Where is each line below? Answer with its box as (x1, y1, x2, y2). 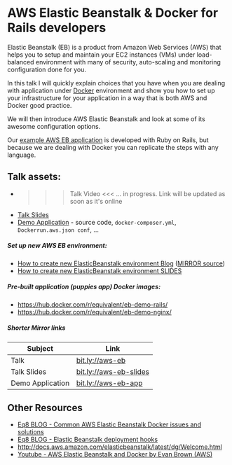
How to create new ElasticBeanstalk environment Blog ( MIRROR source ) (17, 259, 226, 268)
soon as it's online (69, 197, 123, 205)
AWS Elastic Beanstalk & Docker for (7, 5, 219, 21)
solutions (17, 428, 44, 436)
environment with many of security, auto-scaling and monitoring (35, 57, 221, 66)
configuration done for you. (7, 65, 86, 74)
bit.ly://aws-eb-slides (76, 366, 149, 376)
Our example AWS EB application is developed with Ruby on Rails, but (7, 135, 209, 144)
